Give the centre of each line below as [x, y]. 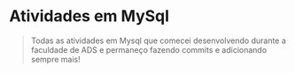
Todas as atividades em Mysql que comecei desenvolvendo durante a [158, 40]
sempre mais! [56, 59]
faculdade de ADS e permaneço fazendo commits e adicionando [149, 49]
